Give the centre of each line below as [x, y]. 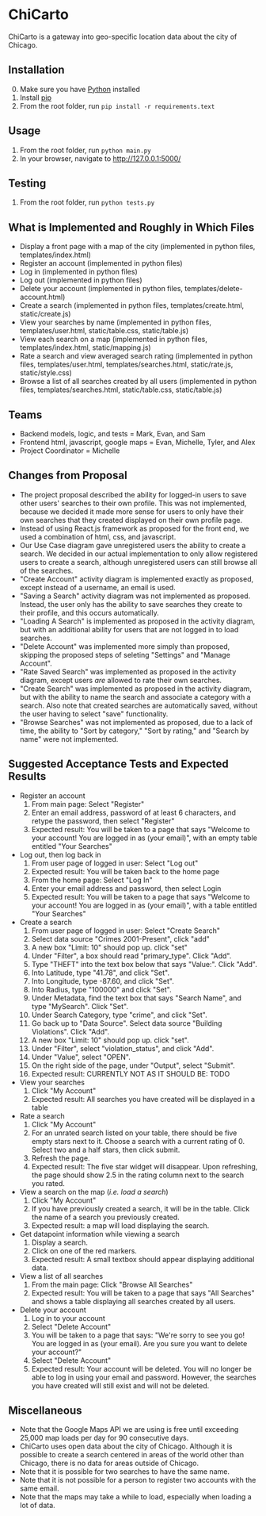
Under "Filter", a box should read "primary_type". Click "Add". [131, 956]
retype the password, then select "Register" [103, 821]
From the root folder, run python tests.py [87, 202]
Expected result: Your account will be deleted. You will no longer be [141, 1368]
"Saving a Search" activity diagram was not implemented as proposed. [135, 596]
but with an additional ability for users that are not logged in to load [129, 629]
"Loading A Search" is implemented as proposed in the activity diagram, [137, 621]
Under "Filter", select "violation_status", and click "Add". [123, 1048]
